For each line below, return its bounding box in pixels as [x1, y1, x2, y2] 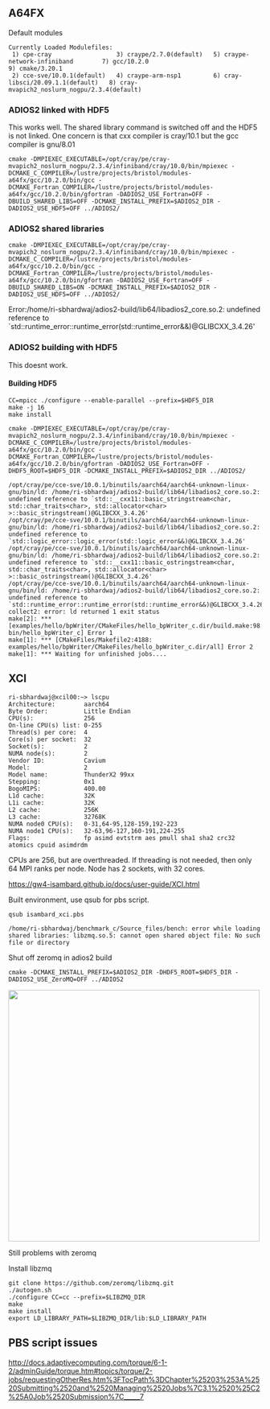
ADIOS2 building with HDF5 [8, 342, 118, 353]
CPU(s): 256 [8, 714, 95, 723]
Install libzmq [8, 1263, 52, 1273]
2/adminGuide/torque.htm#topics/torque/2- [8, 1366, 153, 1375]
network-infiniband [8, 57, 74, 65]
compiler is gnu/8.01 [8, 140, 76, 150]
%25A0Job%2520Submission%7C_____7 [8, 1391, 145, 1401]
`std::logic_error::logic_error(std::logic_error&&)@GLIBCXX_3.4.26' [8, 537, 247, 546]
